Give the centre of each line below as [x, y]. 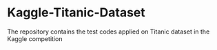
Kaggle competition [35, 38]
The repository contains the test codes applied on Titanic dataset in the [108, 32]
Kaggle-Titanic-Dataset [76, 13]
